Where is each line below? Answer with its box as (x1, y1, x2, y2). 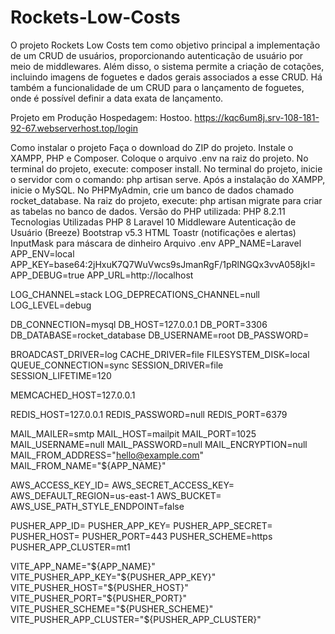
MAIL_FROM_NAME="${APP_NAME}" (10, 459, 167, 471)
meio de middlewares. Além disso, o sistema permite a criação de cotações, (10, 60, 325, 72)
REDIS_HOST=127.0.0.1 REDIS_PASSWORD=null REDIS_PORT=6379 (10, 408, 288, 420)
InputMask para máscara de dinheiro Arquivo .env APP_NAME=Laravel (10, 237, 302, 249)
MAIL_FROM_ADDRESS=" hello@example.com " (10, 449, 204, 461)
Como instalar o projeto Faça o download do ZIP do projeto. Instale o (10, 141, 294, 153)
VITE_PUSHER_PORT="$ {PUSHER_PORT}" (10, 592, 187, 604)
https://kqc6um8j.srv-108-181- (194, 111, 320, 123)
